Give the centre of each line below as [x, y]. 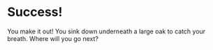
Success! [35, 12]
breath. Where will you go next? [53, 38]
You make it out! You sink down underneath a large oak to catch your [106, 31]
